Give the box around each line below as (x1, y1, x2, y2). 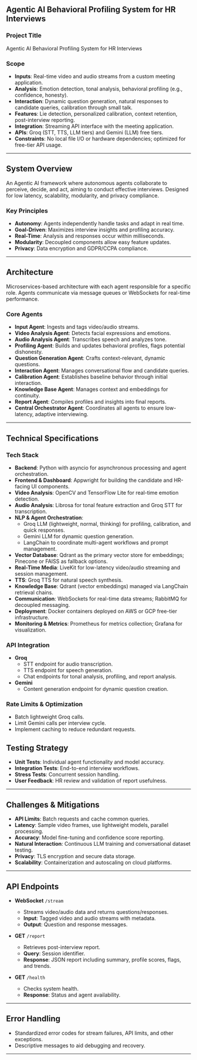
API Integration (6, 641, 50, 649)
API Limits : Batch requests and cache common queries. (14, 815, 150, 822)
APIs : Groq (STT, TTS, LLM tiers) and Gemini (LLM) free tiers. (14, 129, 164, 136)
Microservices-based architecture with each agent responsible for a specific (6, 283, 191, 290)
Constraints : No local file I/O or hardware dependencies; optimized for (14, 135, 186, 142)
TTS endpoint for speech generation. (23, 667, 113, 674)
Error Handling (6, 1014, 60, 1024)
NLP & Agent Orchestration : (14, 514, 84, 521)
